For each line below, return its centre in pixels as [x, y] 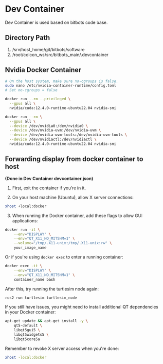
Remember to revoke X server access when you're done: [62, 348]
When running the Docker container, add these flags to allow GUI [77, 216]
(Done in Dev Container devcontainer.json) [49, 178]
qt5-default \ [28, 326]
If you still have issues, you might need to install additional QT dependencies [82, 307]
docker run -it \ [23, 230]
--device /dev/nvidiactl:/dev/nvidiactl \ [53, 140]
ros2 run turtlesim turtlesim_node [41, 298]
